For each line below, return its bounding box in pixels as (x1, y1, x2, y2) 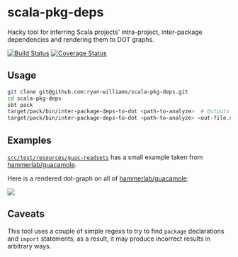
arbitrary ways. (7, 241, 52, 250)
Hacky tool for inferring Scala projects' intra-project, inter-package (7, 28, 203, 36)
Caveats (7, 208, 45, 220)
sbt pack (7, 101, 33, 108)
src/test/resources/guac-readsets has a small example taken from (7, 153, 203, 161)
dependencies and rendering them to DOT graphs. (7, 35, 154, 43)
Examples (7, 134, 52, 146)
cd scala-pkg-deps (7, 95, 62, 102)
